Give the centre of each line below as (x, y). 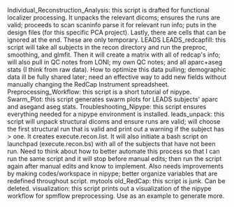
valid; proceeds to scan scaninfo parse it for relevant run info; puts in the (112, 25)
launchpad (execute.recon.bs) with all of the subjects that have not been (111, 144)
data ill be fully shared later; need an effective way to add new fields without (117, 77)
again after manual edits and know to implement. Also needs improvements (115, 166)
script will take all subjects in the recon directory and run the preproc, (107, 47)
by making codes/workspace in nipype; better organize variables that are (112, 173)
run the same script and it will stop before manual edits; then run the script (115, 159)
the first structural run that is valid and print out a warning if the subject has (116, 129)
